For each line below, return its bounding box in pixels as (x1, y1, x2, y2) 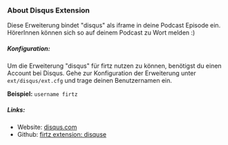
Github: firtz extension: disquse (17, 130, 107, 139)
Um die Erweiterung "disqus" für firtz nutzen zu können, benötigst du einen (7, 61, 222, 70)
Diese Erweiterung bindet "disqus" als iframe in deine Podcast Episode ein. (7, 21, 221, 30)
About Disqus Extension (7, 6, 90, 15)
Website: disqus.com (17, 123, 77, 131)
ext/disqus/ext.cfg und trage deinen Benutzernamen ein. (7, 77, 173, 85)
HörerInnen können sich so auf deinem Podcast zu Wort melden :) (7, 28, 196, 37)
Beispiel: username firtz (7, 90, 78, 98)
